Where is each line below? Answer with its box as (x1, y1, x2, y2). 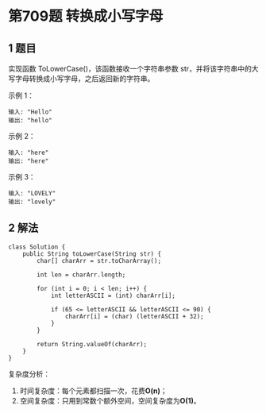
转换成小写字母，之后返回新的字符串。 (29, 74, 155, 83)
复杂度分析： (8, 369, 50, 378)
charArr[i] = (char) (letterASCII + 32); (64, 312, 204, 320)
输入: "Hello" (8, 108, 53, 116)
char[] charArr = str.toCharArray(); (37, 257, 161, 264)
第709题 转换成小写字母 (8, 7, 164, 25)
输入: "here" (8, 149, 49, 156)
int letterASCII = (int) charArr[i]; (50, 291, 176, 299)
